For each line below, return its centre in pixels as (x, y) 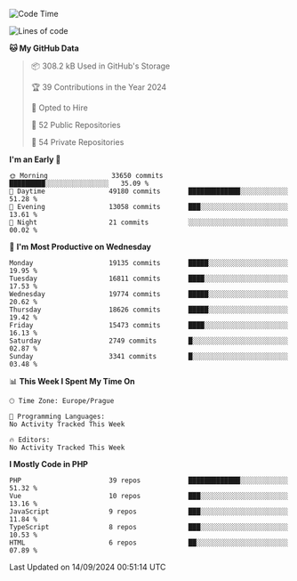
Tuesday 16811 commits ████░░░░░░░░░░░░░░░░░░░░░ (149, 278)
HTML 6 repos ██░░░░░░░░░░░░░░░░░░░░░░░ (149, 543)
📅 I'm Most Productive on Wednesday (80, 246)
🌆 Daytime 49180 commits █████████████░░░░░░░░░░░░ (149, 191)
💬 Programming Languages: (57, 416)
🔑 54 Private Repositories (77, 142)
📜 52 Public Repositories (76, 125)
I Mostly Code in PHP (49, 464)
